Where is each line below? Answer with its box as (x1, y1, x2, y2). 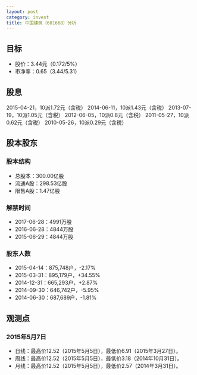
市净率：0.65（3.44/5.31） (14, 68, 80, 75)
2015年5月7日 (6, 333, 46, 341)
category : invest (6, 14, 49, 20)
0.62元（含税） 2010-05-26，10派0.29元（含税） (6, 119, 127, 126)
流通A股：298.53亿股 (14, 180, 67, 187)
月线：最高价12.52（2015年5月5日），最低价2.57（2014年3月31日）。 (14, 362, 182, 369)
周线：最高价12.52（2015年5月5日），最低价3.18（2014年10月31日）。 (14, 355, 183, 362)
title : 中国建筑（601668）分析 (6, 20, 77, 26)
